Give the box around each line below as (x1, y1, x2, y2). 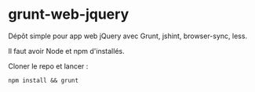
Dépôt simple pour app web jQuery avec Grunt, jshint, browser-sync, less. (8, 31, 248, 41)
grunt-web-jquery (8, 5, 129, 23)
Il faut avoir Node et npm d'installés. (8, 46, 125, 55)
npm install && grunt (8, 76, 79, 84)
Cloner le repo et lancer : (8, 61, 89, 71)
